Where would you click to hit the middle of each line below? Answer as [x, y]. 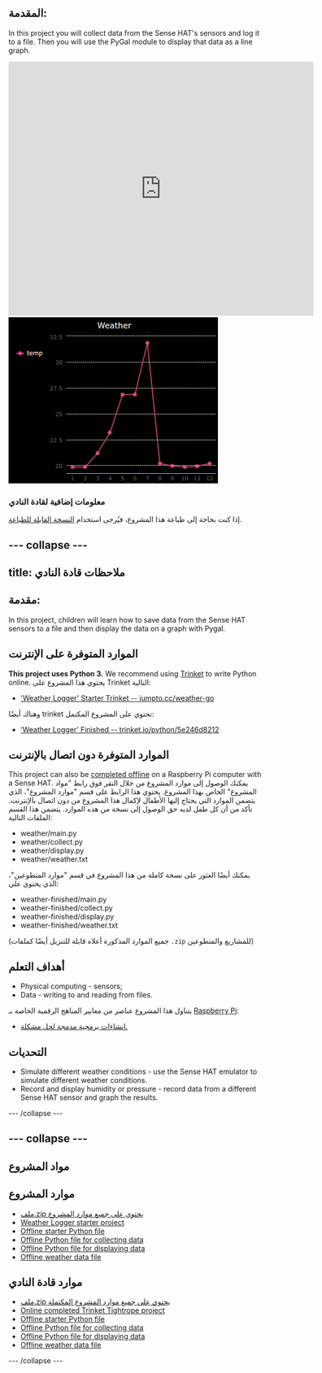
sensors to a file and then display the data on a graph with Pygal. [117, 628]
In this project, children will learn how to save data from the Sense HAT [127, 619]
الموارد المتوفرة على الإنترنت [73, 654]
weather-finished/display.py [67, 917]
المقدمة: [28, 13]
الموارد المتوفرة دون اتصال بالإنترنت [89, 755]
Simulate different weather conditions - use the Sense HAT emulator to [139, 1071]
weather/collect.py [52, 842]
